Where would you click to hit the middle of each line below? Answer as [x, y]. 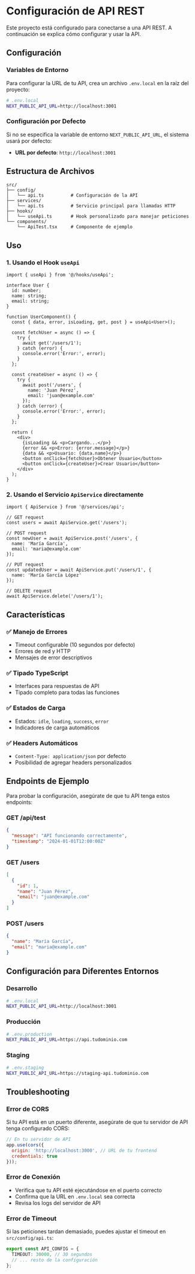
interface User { [28, 286]
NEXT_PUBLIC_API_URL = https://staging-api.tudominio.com [77, 1073]
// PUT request [25, 565]
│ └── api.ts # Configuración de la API [72, 196]
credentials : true [35, 1156]
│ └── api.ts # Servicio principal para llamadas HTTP [91, 206]
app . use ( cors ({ [25, 1145]
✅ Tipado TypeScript [37, 673]
